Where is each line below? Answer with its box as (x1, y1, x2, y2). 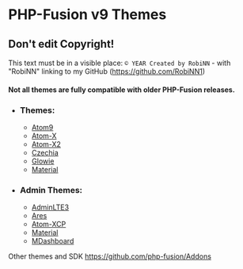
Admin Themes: (19, 184, 83, 195)
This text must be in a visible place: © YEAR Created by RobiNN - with (8, 58, 231, 67)
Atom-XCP (31, 220, 66, 229)
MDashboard (31, 236, 74, 246)
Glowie (31, 156, 55, 166)
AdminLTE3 (31, 202, 70, 212)
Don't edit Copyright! (8, 37, 115, 51)
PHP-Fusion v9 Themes (8, 6, 167, 24)
